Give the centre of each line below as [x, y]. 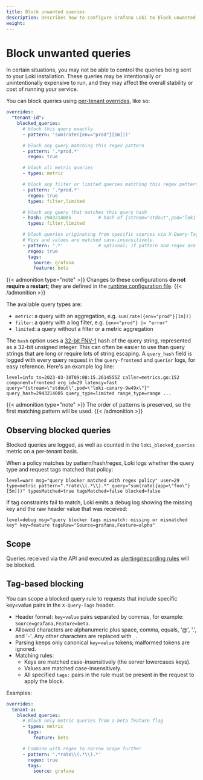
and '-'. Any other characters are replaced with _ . [76, 636]
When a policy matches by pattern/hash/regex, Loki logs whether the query [100, 463]
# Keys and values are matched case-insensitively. [89, 240]
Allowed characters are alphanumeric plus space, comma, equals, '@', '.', [106, 629]
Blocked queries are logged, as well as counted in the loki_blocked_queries [101, 445]
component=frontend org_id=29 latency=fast [62, 383]
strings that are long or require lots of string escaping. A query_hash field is [99, 354]
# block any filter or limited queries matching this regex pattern [110, 185]
